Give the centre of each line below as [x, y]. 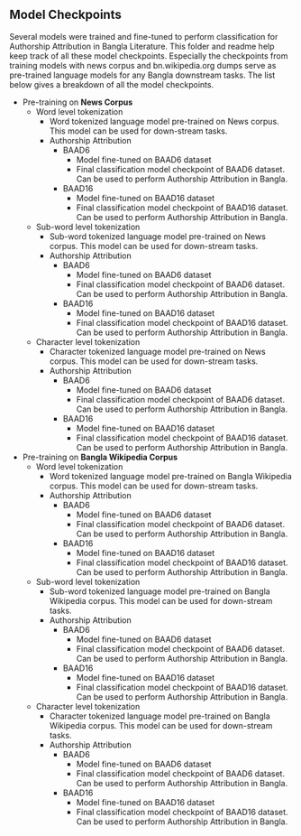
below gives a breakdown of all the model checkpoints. [112, 84]
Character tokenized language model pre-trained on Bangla [160, 716]
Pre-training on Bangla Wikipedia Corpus [100, 457]
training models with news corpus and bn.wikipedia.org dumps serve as [143, 65]
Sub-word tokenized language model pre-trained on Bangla [160, 591]
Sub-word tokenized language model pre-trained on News [157, 236]
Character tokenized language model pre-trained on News [157, 351]
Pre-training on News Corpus [78, 102]
